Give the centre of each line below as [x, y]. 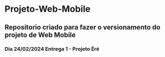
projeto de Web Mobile [40, 35]
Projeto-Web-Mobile [48, 9]
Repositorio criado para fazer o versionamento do [82, 27]
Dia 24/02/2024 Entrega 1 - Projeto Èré [52, 49]
